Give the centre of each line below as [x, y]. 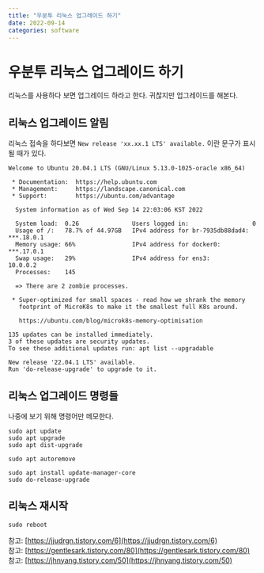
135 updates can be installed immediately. [81, 335]
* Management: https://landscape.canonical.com [98, 189]
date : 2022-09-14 [37, 23]
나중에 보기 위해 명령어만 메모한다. [61, 416]
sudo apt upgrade [37, 438]
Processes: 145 [46, 273]
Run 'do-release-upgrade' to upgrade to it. [83, 369]
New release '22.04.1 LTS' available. [72, 363]
